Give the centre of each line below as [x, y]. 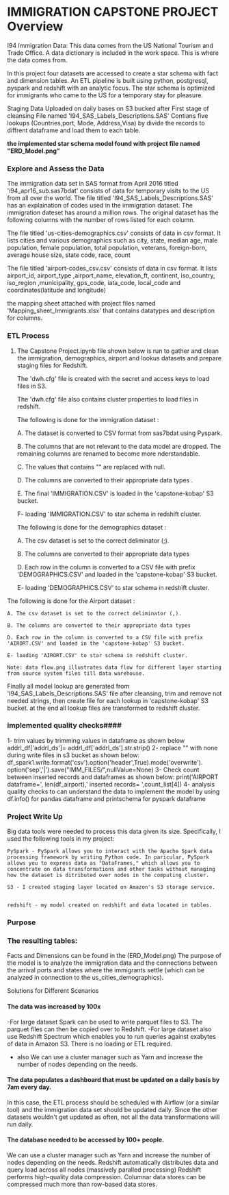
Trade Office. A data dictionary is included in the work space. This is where [113, 53]
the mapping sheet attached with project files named [81, 304]
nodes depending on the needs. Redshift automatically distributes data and [113, 1162]
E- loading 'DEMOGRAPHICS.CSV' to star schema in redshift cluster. [113, 587]
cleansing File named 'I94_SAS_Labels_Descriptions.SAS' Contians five [108, 115]
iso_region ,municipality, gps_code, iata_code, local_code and [94, 283]
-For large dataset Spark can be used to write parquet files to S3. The [105, 1022]
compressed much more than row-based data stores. [82, 1184]
